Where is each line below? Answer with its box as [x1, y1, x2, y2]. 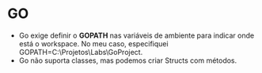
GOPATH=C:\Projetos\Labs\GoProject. [18, 47, 143, 57]
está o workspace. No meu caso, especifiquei [18, 38, 169, 48]
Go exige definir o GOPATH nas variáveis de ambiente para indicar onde [18, 31, 255, 40]
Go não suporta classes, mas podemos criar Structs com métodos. [18, 56, 237, 65]
